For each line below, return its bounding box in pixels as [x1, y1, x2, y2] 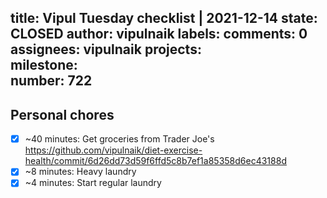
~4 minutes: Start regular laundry [24, 177, 162, 189]
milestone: [10, 57, 78, 74]
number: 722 [10, 72, 93, 90]
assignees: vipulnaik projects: [10, 41, 202, 58]
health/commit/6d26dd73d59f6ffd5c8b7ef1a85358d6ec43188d [24, 155, 287, 167]
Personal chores [10, 106, 115, 123]
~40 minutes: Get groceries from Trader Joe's [24, 133, 215, 145]
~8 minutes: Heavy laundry [24, 166, 137, 178]
